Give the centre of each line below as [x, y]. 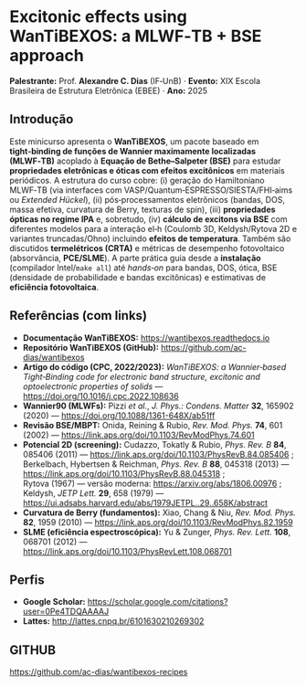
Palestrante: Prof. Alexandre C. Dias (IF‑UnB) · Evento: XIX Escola [135, 80]
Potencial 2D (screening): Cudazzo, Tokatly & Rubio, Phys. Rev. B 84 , [154, 444]
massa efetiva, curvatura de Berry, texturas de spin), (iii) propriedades [142, 209]
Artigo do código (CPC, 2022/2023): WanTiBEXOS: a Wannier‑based [154, 366]
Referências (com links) [79, 316]
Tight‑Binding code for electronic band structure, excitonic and [141, 376]
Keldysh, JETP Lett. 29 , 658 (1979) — [93, 493]
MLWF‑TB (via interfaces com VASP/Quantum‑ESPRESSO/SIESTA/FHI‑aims [151, 190]
